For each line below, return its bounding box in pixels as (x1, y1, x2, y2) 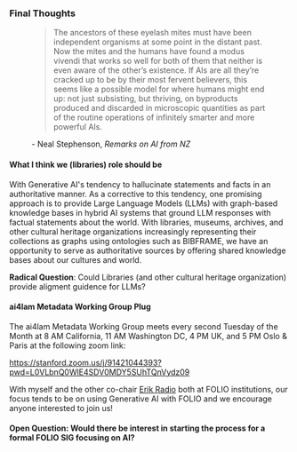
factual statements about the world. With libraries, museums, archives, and (9, 217, 284, 227)
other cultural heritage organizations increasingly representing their (9, 226, 257, 237)
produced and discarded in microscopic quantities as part (52, 103, 266, 114)
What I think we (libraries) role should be (9, 159, 163, 170)
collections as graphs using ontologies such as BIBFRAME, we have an (9, 235, 269, 246)
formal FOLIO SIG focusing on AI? (9, 432, 135, 443)
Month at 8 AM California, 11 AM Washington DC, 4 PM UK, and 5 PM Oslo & (9, 330, 287, 341)
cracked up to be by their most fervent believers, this (52, 75, 247, 85)
